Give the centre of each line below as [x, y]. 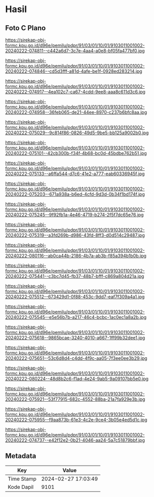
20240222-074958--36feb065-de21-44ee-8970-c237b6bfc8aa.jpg [76, 112]
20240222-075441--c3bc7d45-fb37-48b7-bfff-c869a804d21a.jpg [75, 276]
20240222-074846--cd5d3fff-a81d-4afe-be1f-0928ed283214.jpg [74, 71]
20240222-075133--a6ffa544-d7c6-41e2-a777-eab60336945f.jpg [75, 174]
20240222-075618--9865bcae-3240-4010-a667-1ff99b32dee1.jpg [75, 338]
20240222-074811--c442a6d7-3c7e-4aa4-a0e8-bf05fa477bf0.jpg [75, 51]
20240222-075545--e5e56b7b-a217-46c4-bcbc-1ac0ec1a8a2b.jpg [76, 317]
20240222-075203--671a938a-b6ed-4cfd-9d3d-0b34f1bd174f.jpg [75, 194]
